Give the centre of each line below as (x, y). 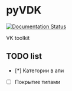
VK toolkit (18, 38)
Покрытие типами (37, 82)
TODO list (24, 56)
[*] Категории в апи (39, 70)
